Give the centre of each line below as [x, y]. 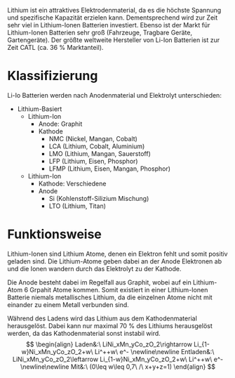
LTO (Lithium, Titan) [78, 206]
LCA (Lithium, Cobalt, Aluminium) [97, 146]
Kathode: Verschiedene [72, 183]
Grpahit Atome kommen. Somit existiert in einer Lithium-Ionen [119, 289]
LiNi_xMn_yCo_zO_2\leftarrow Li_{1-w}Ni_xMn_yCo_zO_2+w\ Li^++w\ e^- [118, 359]
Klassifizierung [53, 76]
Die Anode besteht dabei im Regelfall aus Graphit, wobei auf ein [99, 282]
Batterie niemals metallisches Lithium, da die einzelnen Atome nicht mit [110, 297]
